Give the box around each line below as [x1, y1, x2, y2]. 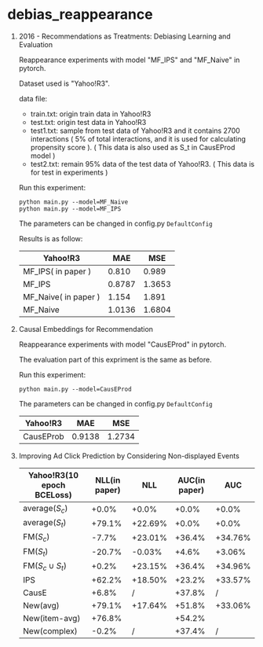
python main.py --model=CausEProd [18, 385, 132, 393]
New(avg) [22, 600, 60, 611]
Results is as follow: [18, 233, 83, 243]
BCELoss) [34, 489, 72, 500]
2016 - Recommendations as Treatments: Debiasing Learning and [18, 31, 231, 41]
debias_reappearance [7, 6, 154, 24]
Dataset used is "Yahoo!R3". [18, 79, 111, 88]
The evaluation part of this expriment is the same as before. [18, 355, 213, 364]
